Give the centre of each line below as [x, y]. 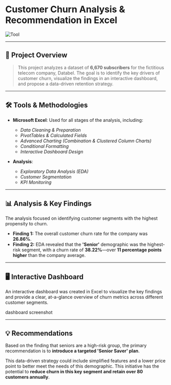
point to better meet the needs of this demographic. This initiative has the [82, 366]
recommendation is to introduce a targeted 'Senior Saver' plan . [73, 351]
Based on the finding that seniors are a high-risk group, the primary [76, 345]
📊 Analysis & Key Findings [48, 203]
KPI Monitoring [36, 182]
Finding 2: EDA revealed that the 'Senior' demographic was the [79, 245]
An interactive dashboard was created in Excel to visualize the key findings [84, 292]
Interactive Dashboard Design [52, 151]
